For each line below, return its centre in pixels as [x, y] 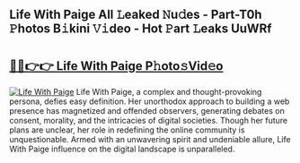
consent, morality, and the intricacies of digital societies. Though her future [149, 120]
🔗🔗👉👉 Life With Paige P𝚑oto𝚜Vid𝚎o [116, 66]
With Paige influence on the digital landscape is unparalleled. [122, 149]
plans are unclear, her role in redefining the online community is [127, 130]
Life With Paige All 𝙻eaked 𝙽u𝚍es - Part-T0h [136, 15]
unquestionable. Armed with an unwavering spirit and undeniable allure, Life [150, 139]
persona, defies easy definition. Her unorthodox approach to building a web [150, 101]
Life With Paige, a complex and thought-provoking [169, 92]
